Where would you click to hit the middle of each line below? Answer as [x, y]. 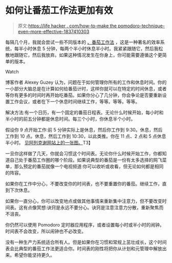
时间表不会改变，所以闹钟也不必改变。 [46, 231]
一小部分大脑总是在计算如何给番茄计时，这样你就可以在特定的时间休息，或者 [86, 88]
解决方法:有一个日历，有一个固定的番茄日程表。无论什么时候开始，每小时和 [84, 112]
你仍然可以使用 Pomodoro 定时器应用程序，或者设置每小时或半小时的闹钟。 [85, 224]
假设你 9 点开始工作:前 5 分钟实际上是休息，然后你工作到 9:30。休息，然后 [84, 129]
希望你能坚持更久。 [34, 255]
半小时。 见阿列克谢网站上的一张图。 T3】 [49, 142]
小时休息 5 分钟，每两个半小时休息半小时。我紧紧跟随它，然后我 [91, 48]
